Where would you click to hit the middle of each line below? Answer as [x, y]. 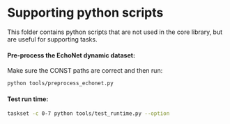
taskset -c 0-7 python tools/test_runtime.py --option [89, 114]
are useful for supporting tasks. [52, 39]
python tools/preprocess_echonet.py [60, 83]
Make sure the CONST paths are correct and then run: [85, 71]
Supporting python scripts [85, 13]
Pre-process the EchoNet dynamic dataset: [71, 55]
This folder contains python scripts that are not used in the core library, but [115, 32]
